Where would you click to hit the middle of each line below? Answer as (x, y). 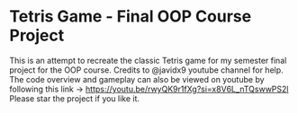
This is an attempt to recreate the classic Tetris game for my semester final (148, 60)
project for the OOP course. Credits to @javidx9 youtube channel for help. (146, 70)
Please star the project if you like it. (75, 98)
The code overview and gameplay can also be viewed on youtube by (137, 79)
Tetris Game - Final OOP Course (131, 17)
